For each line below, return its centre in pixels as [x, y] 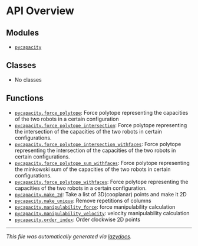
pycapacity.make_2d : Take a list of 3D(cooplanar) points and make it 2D [100, 194]
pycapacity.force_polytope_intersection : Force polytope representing [101, 125]
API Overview [40, 11]
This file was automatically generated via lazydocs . [69, 236]
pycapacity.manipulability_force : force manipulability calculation [95, 207]
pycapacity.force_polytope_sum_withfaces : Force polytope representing [102, 163]
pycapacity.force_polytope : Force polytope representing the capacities [101, 112]
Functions [25, 98]
